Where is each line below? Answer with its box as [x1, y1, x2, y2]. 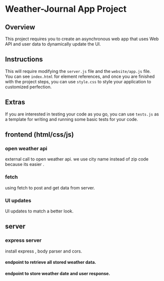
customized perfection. [5, 84, 52, 90]
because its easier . [5, 162, 45, 167]
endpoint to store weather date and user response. [5, 270, 111, 276]
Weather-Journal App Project [5, 3, 127, 15]
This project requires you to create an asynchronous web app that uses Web [5, 36, 159, 42]
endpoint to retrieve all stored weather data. [5, 259, 97, 265]
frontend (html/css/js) [5, 131, 74, 139]
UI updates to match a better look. [5, 208, 74, 214]
